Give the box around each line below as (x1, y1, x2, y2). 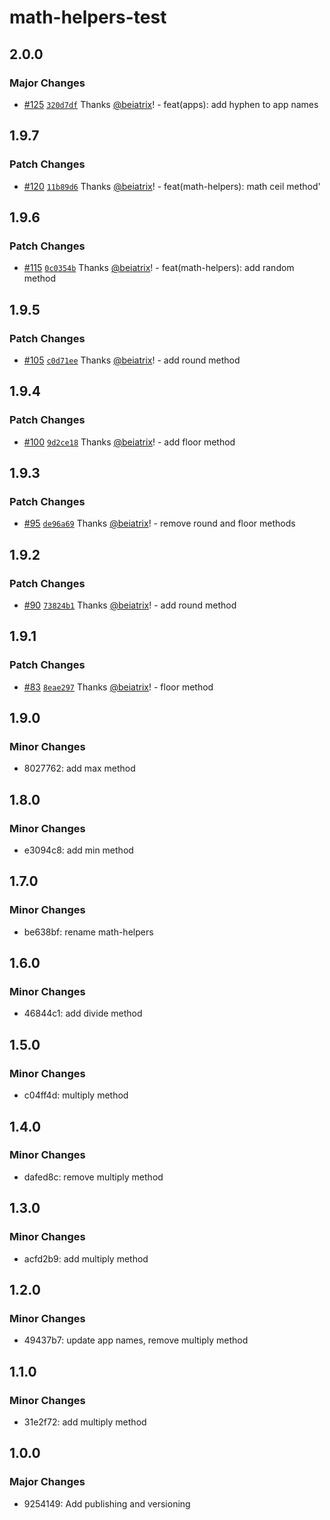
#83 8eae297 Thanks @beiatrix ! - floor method (23, 681, 214, 693)
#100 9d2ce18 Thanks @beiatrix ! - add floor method (23, 436, 236, 448)
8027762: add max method (23, 762, 136, 775)
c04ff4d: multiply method (23, 1089, 129, 1101)
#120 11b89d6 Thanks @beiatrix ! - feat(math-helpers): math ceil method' (23, 180, 321, 192)
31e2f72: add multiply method (23, 1416, 147, 1428)
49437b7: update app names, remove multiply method (23, 1334, 249, 1346)
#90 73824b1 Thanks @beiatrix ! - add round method (23, 599, 237, 611)
